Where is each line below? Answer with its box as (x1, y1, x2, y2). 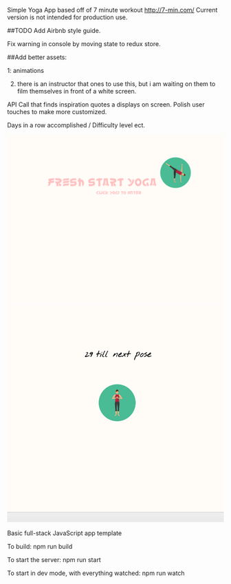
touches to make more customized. (7, 108, 107, 116)
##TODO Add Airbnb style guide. (7, 27, 101, 34)
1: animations (7, 67, 45, 74)
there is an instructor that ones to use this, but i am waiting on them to (16, 80, 216, 88)
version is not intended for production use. (7, 13, 128, 21)
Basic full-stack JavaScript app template (7, 529, 122, 537)
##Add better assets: (7, 53, 67, 61)
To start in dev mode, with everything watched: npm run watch (7, 569, 185, 577)
